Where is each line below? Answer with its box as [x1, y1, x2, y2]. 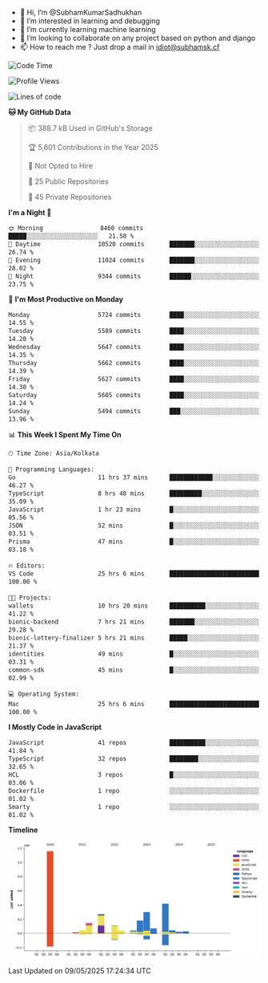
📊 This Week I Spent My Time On [8, 430, 122, 439]
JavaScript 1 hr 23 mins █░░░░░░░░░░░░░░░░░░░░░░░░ [8, 506, 260, 514]
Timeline [8, 825, 38, 835]
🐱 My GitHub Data [8, 108, 72, 116]
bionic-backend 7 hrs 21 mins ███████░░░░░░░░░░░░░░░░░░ [8, 618, 260, 626]
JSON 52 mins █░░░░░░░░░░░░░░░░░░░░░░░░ [8, 522, 260, 530]
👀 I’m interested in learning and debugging [19, 16, 160, 26]
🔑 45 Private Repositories [27, 193, 112, 201]
